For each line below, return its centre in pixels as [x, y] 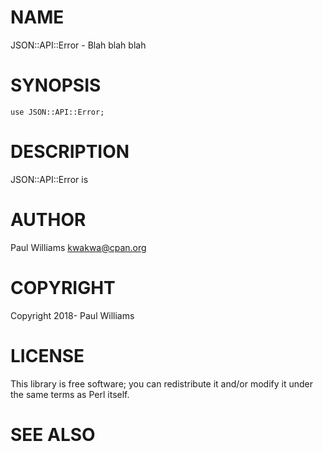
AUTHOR [48, 220]
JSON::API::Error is [49, 179]
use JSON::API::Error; [57, 112]
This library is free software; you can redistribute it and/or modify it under [162, 383]
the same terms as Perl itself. [70, 394]
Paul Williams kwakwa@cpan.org [78, 247]
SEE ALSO [53, 434]
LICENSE [47, 355]
